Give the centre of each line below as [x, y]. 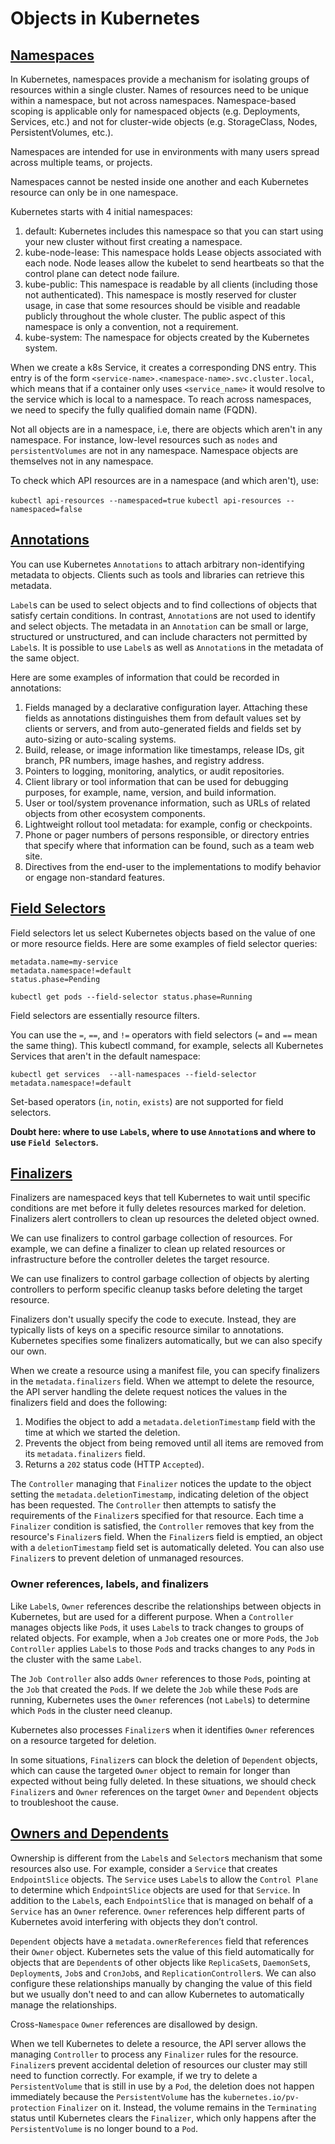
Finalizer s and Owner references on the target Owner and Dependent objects [164, 1791]
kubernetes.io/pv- [261, 2097]
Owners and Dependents [89, 1833]
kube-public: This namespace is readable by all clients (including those [171, 284]
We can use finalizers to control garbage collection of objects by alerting [160, 1279]
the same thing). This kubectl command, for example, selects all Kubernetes [167, 1045]
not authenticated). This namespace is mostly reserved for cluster [160, 295]
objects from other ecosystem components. [115, 813]
